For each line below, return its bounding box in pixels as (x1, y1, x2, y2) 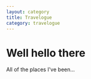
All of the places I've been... (6, 66, 75, 73)
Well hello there (6, 46, 86, 60)
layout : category (6, 8, 50, 15)
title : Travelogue (6, 14, 52, 21)
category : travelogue (6, 20, 60, 26)
